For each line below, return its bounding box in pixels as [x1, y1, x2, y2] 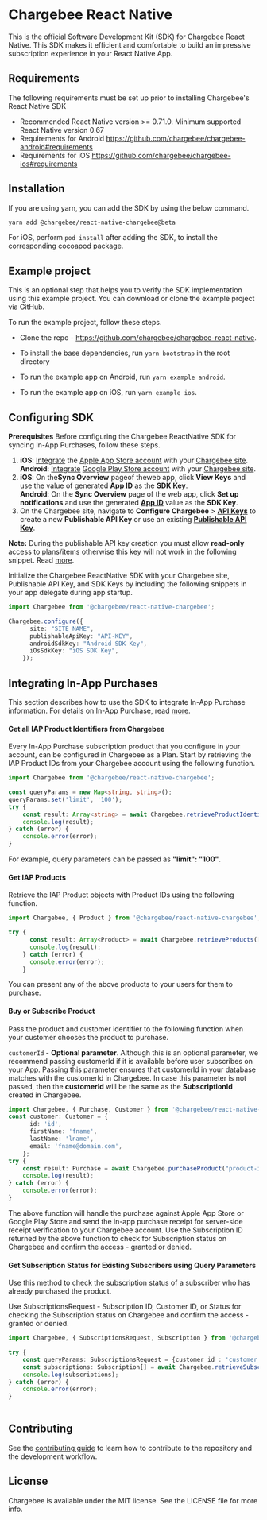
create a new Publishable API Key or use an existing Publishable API [19, 515, 247, 524]
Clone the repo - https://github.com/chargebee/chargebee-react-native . [19, 333, 257, 342]
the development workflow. [8, 1452, 98, 1461]
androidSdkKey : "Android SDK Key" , [29, 640, 148, 648]
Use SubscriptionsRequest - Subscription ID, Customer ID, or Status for [8, 1301, 242, 1312]
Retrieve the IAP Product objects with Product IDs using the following [8, 890, 234, 899]
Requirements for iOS [19, 150, 91, 160]
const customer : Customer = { [8, 1112, 109, 1121]
